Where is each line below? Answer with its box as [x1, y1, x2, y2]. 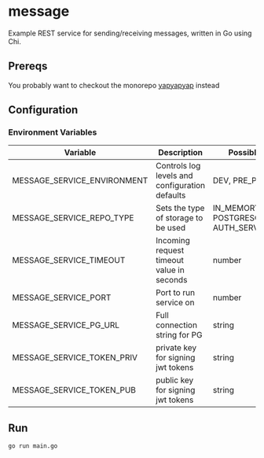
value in [156, 264, 185, 275]
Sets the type [156, 203, 205, 214]
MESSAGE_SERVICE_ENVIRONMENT [12, 175, 148, 187]
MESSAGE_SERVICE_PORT [12, 292, 112, 303]
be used [156, 223, 186, 234]
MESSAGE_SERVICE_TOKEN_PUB [12, 385, 136, 396]
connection [156, 319, 198, 331]
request [156, 245, 185, 256]
